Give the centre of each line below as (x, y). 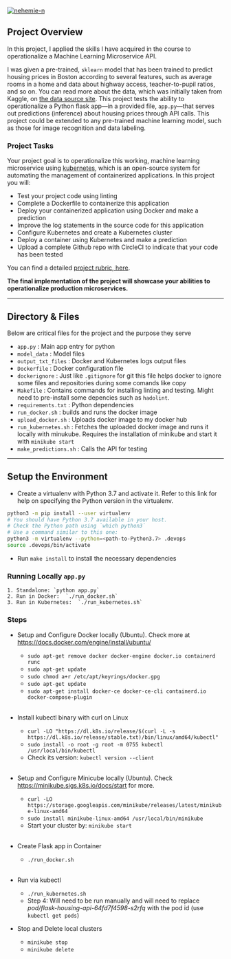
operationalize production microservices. (68, 288)
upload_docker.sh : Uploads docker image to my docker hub (102, 419)
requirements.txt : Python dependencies (75, 405)
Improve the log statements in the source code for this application (110, 225)
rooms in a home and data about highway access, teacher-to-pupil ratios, (111, 84)
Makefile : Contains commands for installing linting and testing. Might (115, 390)
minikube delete (51, 949)
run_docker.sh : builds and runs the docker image (87, 412)
